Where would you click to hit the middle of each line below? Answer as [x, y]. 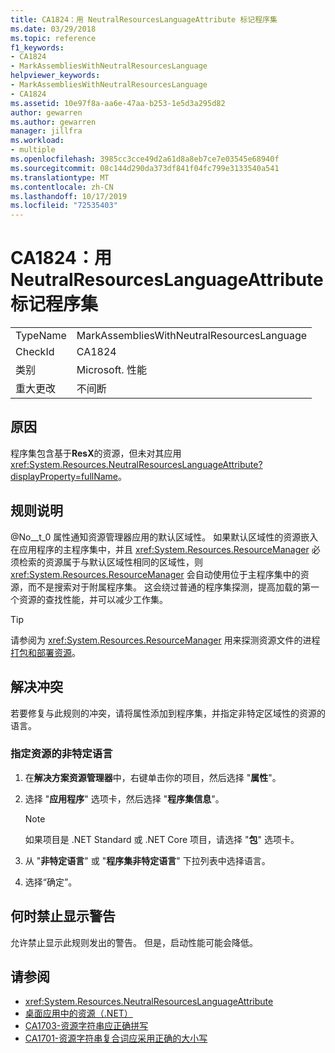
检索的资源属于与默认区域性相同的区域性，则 [110, 562]
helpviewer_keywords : [55, 76]
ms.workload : [37, 141]
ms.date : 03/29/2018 [53, 29]
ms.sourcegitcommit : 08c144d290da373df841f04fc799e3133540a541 [145, 168]
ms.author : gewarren [53, 122]
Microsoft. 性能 [111, 370]
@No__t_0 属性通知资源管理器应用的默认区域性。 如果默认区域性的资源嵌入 [164, 537]
